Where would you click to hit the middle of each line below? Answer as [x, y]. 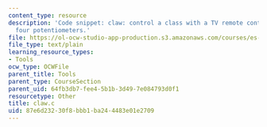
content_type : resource [48, 15]
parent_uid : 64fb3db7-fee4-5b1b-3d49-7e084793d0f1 [94, 89]
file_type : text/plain [46, 45]
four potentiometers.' [53, 30]
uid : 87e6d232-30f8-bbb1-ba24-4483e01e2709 [81, 111]
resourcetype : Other [43, 96]
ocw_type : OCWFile [39, 67]
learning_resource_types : [51, 52]
